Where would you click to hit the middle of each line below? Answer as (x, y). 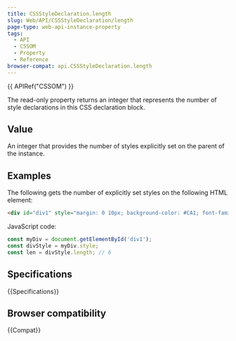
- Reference (31, 60)
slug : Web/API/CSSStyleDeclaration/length (70, 20)
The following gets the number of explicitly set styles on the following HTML (118, 193)
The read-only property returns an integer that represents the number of (112, 100)
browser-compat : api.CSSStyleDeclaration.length (80, 66)
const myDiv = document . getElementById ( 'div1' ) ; (80, 240)
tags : (15, 33)
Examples (29, 175)
